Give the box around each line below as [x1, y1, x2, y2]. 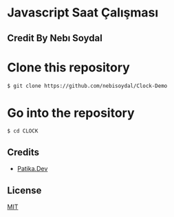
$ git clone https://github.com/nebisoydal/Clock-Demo [7, 82, 168, 89]
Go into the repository [7, 105, 135, 121]
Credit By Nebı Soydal [7, 32, 103, 44]
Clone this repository [7, 60, 131, 75]
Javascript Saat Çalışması [7, 5, 159, 21]
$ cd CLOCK [7, 128, 39, 135]
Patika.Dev [17, 165, 48, 173]
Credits [7, 146, 40, 158]
